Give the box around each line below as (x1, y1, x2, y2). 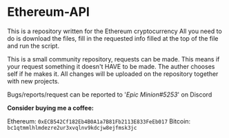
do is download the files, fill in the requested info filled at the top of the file (7, 34, 219, 42)
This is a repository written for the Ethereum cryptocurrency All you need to (7, 27, 222, 35)
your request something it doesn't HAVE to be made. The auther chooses (7, 62, 215, 70)
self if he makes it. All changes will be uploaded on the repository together (7, 70, 219, 78)
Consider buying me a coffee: (7, 103, 94, 112)
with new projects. (7, 77, 60, 85)
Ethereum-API (7, 4, 90, 20)
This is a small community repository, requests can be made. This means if (7, 55, 220, 63)
